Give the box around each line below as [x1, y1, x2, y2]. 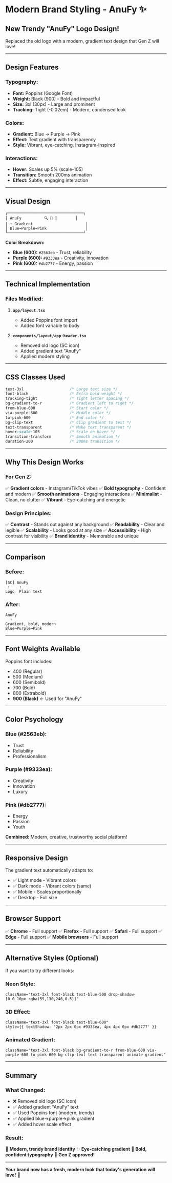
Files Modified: [5, 295, 44, 302]
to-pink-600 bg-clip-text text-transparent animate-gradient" [30, 1052, 166, 1058]
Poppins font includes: [5, 658, 53, 664]
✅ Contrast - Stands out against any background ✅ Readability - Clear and [5, 521, 165, 528]
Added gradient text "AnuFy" [20, 347, 81, 354]
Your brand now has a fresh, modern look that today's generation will [5, 1167, 155, 1173]
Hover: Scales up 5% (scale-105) [12, 166, 83, 172]
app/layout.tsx [12, 308, 46, 313]
